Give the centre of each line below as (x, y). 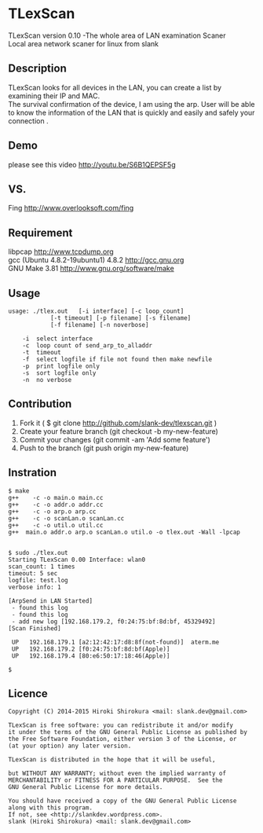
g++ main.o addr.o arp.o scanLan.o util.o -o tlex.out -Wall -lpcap (124, 532)
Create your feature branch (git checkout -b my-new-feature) (119, 431)
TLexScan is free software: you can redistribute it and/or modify (121, 725)
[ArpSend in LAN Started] (50, 601)
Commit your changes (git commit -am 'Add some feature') (115, 439)
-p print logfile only (61, 366)
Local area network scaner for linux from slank (84, 43)
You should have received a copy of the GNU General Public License (122, 801)
